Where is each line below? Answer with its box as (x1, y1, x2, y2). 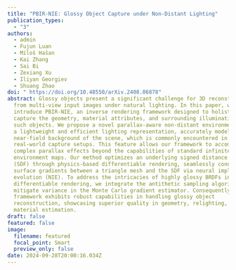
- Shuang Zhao (13, 82, 55, 89)
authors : (7, 30, 33, 37)
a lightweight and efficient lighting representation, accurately (13, 128, 212, 135)
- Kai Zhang (13, 56, 49, 63)
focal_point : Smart (13, 239, 71, 246)
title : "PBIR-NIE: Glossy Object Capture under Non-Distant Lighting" (7, 10, 218, 18)
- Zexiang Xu (13, 69, 52, 76)
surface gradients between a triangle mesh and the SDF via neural (13, 167, 216, 174)
